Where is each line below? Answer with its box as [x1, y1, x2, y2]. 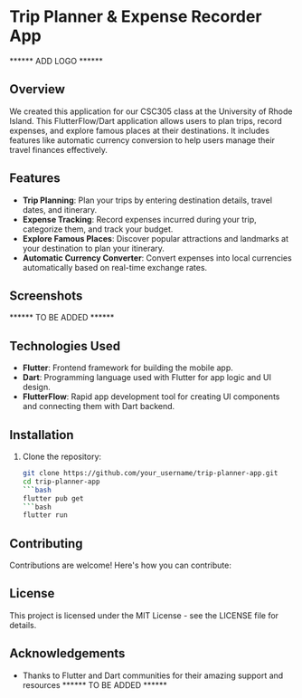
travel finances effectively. [9, 144, 109, 155]
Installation [9, 427, 74, 443]
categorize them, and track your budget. [22, 224, 174, 234]
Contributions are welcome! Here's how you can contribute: [9, 559, 232, 571]
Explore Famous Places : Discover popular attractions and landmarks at [22, 233, 289, 244]
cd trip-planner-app [22, 477, 100, 486]
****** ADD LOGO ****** [9, 55, 104, 66]
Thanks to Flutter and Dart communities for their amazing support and [22, 670, 284, 681]
